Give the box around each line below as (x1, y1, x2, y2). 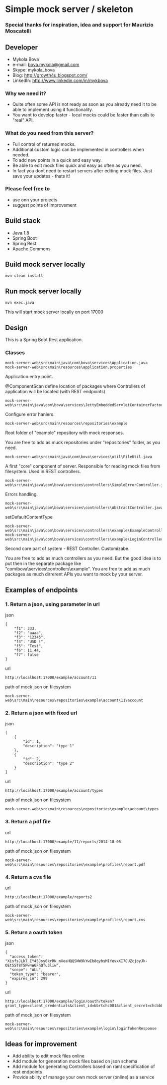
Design (5, 323, 28, 332)
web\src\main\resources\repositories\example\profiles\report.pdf (5, 862, 146, 867)
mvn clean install (5, 273, 43, 278)
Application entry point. (5, 374, 53, 380)
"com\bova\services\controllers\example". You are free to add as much (5, 566, 151, 572)
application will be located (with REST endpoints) (5, 389, 106, 395)
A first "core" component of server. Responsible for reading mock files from (5, 463, 161, 469)
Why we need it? (5, 90, 46, 97)
